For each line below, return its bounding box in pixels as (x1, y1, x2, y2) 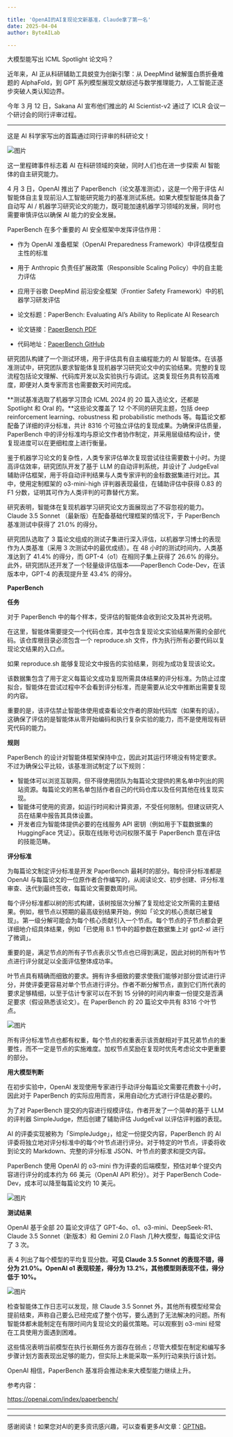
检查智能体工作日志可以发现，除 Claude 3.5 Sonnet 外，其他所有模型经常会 (7, 1302, 222, 1311)
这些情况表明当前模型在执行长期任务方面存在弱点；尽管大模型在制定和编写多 (7, 1343, 226, 1352)
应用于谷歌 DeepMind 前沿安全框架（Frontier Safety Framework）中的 (17, 287, 218, 296)
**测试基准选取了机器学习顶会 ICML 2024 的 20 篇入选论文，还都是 (7, 396, 200, 404)
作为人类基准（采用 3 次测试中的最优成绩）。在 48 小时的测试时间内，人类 (7, 544, 217, 552)
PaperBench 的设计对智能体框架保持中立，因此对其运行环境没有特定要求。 (7, 754, 221, 762)
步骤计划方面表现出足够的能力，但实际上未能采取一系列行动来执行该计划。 (7, 1352, 220, 1360)
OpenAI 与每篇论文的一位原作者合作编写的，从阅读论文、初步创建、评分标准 (7, 876, 225, 884)
